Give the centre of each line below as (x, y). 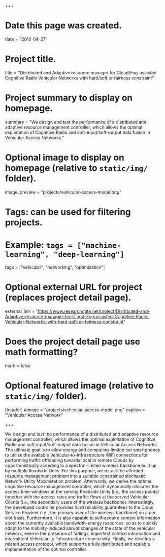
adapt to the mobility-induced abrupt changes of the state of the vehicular (80, 528)
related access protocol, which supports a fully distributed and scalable (78, 544)
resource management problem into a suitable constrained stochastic (76, 476)
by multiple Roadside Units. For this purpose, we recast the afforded (74, 470)
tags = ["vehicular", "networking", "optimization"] (55, 267)
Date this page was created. (64, 26)
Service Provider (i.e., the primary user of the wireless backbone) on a (76, 512)
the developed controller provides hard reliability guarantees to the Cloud (79, 507)
